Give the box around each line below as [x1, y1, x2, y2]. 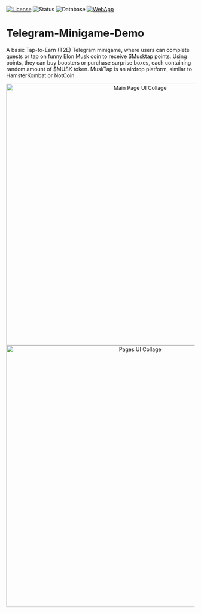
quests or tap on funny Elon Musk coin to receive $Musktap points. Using [6, 53, 187, 60]
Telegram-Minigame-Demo [6, 27, 145, 40]
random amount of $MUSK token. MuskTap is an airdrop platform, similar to [6, 65, 193, 72]
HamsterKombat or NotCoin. [6, 72, 77, 79]
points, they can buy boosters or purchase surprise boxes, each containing [6, 59, 191, 66]
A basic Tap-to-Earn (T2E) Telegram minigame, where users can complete [6, 46, 190, 53]
